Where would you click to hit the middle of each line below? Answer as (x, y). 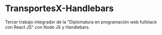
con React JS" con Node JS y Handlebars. (47, 27)
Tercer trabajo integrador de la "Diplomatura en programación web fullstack (81, 22)
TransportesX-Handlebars (60, 9)
